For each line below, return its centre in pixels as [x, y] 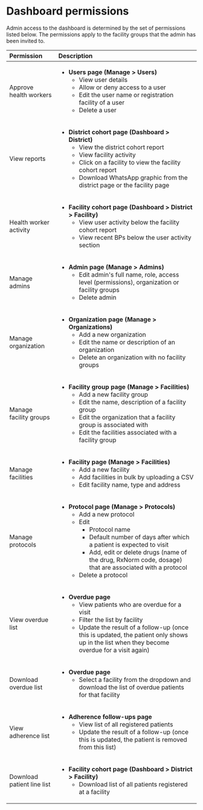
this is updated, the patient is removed [133, 740]
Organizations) [91, 327]
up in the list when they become [124, 643]
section [89, 245]
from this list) [98, 747]
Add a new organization [112, 334]
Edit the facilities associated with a [128, 432]
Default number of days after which [139, 537]
